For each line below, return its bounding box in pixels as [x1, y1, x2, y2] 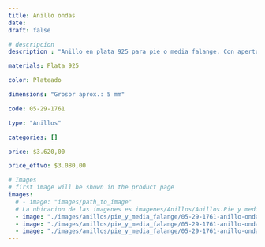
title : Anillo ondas [8, 11, 77, 20]
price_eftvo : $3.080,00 [8, 162, 87, 170]
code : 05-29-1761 [8, 104, 65, 113]
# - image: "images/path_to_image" [15, 198, 132, 206]
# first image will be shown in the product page [8, 183, 175, 192]
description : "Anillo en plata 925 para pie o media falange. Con [8, 48, 235, 56]
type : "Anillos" [8, 119, 62, 127]
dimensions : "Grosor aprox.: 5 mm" [8, 91, 125, 99]
